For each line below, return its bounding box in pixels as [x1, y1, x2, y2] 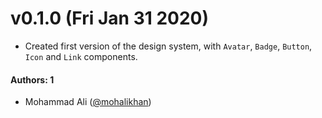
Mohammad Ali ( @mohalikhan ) [24, 96, 152, 108]
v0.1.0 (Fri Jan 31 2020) [10, 7, 210, 30]
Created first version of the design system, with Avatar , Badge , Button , [24, 40, 313, 52]
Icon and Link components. [24, 50, 138, 62]
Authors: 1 [10, 73, 55, 86]
